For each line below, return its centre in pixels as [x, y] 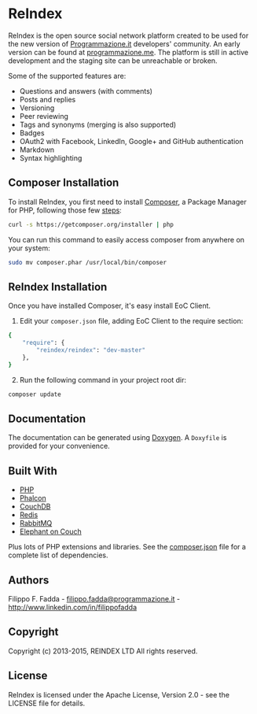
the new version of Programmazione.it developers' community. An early [125, 43]
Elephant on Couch [51, 531]
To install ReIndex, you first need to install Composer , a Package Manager [127, 202]
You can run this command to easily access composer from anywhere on [127, 239]
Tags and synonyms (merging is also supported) [98, 124]
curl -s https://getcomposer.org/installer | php [91, 224]
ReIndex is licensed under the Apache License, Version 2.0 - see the [119, 694]
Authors [29, 580]
